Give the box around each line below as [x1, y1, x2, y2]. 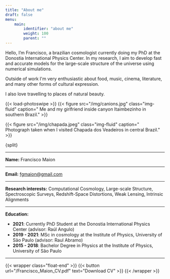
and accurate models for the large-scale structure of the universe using [5, 60, 154, 66]
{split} [5, 142, 18, 148]
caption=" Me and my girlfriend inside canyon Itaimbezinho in [17, 106, 146, 112]
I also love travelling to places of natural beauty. [5, 91, 105, 97]
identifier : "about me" [23, 26, 73, 31]
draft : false [5, 12, 33, 17]
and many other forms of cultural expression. [5, 81, 100, 87]
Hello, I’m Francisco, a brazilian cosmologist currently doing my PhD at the [5, 49, 160, 56]
